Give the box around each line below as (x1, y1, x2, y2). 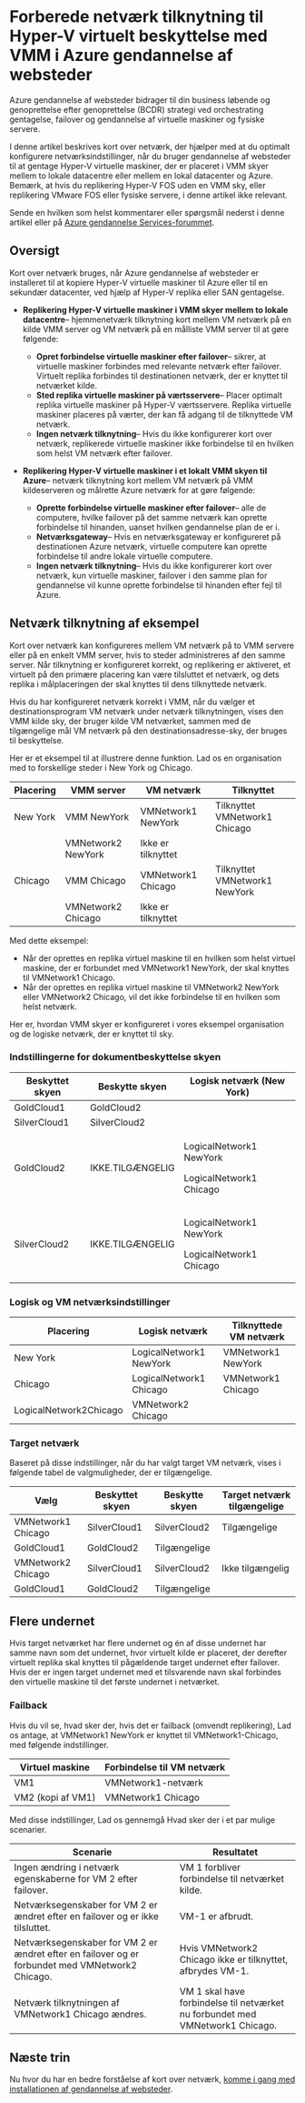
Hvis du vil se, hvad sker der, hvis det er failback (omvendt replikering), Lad (9, 1720, 292, 1731)
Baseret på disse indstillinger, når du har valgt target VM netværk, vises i (9, 1458, 281, 1469)
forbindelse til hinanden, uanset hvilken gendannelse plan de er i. (35, 521, 280, 532)
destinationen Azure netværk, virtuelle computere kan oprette (35, 541, 268, 551)
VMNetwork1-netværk (103, 1776, 204, 1789)
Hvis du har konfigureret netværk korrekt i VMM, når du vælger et (9, 696, 256, 707)
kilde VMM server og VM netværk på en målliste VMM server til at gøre (22, 323, 289, 334)
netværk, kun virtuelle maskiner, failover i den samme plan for (35, 570, 268, 581)
